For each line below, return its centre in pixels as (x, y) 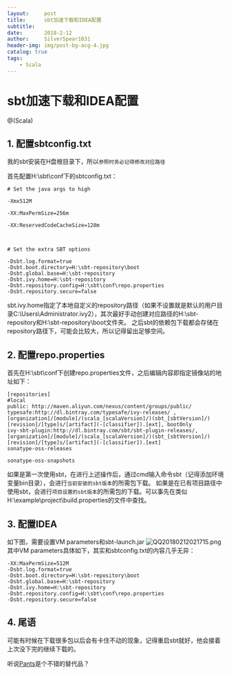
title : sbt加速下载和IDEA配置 (54, 20)
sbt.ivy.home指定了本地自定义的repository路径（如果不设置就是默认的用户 (112, 305)
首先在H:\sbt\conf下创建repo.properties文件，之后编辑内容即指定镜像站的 (111, 373)
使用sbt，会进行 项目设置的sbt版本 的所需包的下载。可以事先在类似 (97, 492)
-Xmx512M (20, 201)
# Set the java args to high (49, 189)
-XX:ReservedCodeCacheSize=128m (53, 225)
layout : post (32, 13)
